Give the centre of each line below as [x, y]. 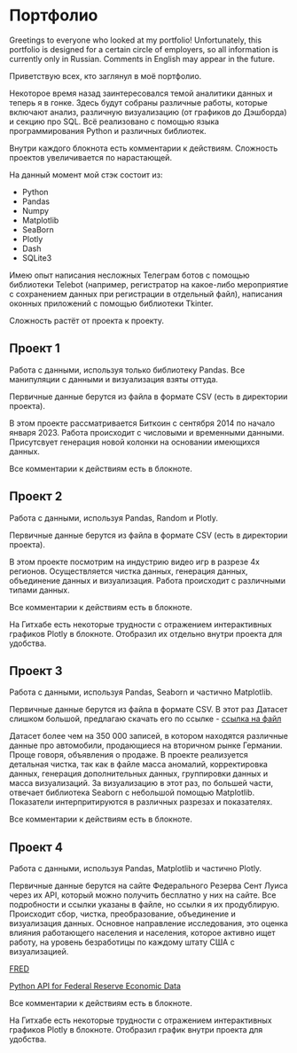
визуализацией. [39, 952]
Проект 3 [36, 671]
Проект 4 [36, 847]
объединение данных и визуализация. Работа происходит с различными [148, 580]
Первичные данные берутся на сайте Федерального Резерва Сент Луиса [148, 886]
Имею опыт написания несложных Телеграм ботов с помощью [129, 275]
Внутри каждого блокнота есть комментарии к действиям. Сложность [144, 148]
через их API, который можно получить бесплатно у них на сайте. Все [143, 895]
